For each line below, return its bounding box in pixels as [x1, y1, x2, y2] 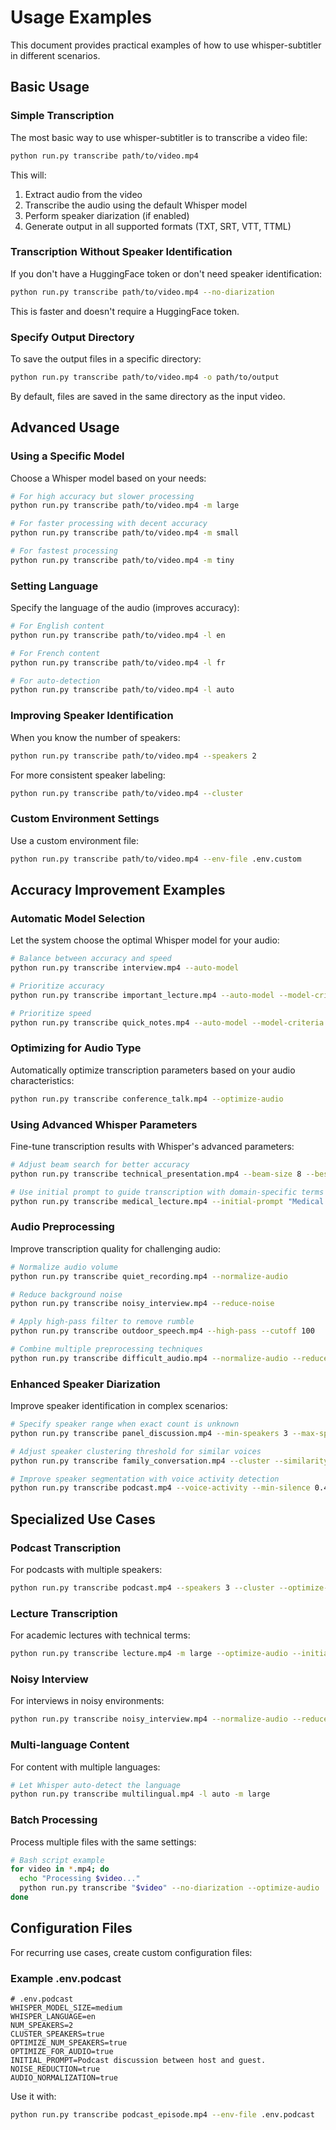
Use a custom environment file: [10, 834, 139, 846]
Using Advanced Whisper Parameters [10, 1117, 198, 1131]
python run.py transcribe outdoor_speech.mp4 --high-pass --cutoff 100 [10, 1326, 315, 1336]
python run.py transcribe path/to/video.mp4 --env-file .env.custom [10, 854, 302, 864]
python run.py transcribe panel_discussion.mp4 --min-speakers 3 [10, 1428, 288, 1438]
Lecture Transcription [10, 1606, 118, 1620]
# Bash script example [10, 1855, 105, 1865]
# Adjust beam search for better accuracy [10, 1159, 190, 1170]
